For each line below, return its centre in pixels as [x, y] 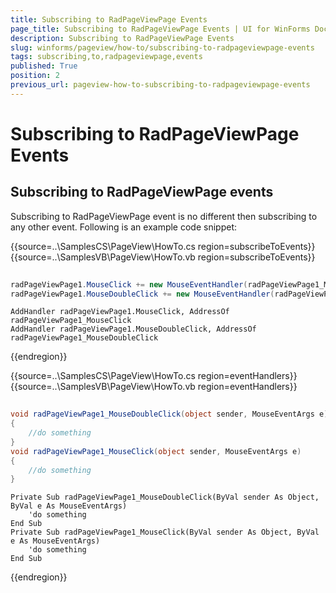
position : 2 [35, 76]
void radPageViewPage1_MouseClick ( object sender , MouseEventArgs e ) [156, 451]
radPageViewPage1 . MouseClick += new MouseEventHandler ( [129, 284]
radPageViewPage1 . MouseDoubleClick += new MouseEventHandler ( [142, 294]
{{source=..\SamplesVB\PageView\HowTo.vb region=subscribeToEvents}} [163, 257]
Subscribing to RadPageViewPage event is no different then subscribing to [164, 216]
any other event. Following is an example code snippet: [123, 227]
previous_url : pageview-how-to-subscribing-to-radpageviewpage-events [160, 85]
